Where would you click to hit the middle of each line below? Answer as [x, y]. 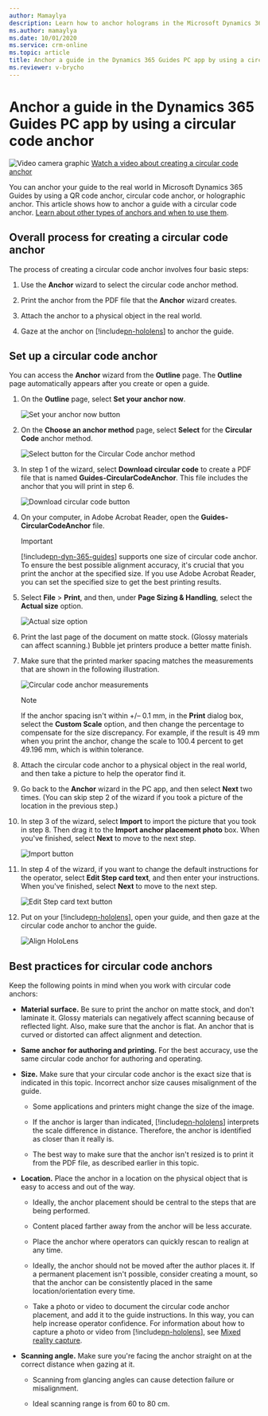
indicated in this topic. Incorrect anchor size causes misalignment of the [138, 1083]
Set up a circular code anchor [84, 356]
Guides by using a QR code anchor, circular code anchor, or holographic [127, 195]
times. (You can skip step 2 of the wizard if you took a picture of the [132, 798]
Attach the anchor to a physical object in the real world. [111, 315]
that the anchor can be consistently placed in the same [122, 1283]
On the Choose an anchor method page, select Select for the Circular [136, 430]
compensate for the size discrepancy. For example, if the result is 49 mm [140, 733]
